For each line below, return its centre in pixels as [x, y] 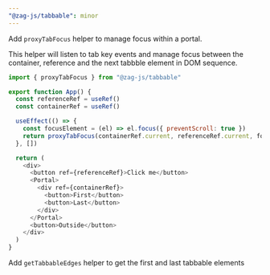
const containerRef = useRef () [68, 107]
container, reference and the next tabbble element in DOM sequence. [123, 63]
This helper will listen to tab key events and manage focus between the [126, 54]
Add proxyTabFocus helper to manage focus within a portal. [105, 38]
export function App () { [50, 92]
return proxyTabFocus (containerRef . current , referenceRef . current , [138, 136]
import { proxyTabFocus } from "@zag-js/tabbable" [95, 77]
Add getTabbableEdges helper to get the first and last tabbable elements [127, 263]
